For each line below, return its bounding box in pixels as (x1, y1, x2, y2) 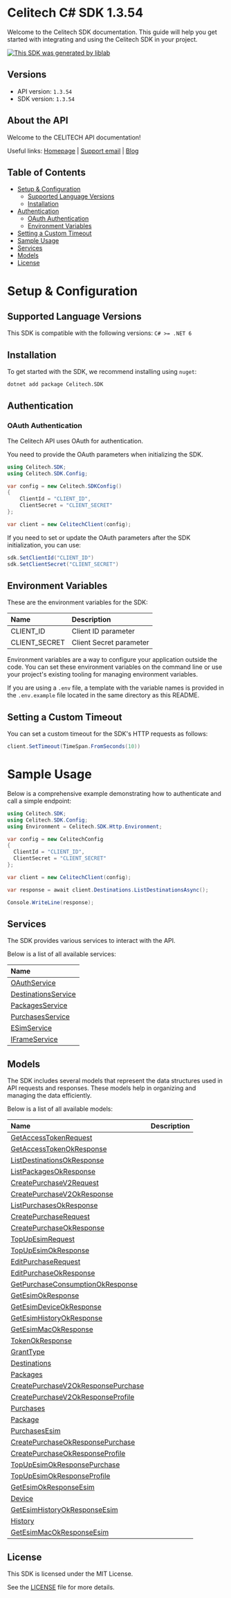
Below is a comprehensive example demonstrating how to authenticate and (7, 789, 221, 797)
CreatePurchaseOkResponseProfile (10, 1449, 126, 1459)
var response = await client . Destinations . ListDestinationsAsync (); (7, 886, 209, 893)
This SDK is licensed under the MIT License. (7, 1570, 133, 1578)
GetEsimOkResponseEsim (10, 1483, 95, 1493)
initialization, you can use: (7, 541, 82, 549)
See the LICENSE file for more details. (7, 1583, 115, 1591)
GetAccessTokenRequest (10, 1133, 93, 1143)
